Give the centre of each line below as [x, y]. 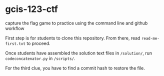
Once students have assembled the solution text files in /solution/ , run [79, 53]
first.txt [15, 43]
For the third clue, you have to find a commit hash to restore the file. [75, 68]
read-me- [150, 38]
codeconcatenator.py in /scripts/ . [40, 58]
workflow [15, 28]
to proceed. [39, 43]
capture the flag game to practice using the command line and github [76, 23]
